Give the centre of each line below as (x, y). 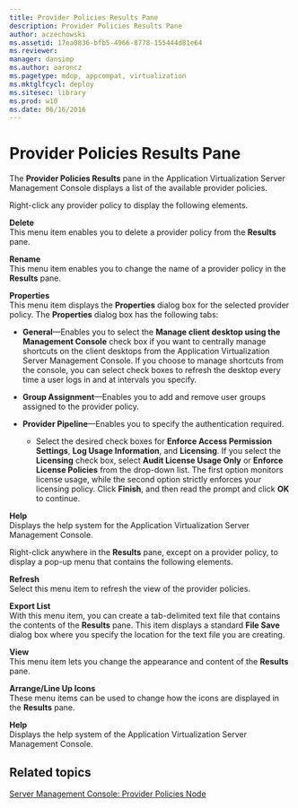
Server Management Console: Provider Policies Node (108, 794)
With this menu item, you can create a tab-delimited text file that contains (145, 616)
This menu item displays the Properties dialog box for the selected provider (149, 305)
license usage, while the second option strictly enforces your (149, 480)
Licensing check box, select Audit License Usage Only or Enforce (159, 460)
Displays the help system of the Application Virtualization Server (128, 734)
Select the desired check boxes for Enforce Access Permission (153, 441)
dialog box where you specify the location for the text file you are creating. (147, 635)
